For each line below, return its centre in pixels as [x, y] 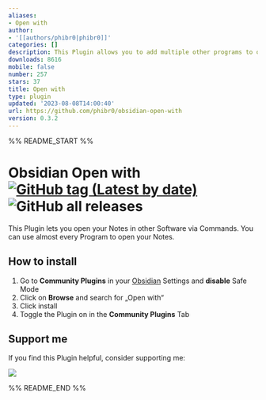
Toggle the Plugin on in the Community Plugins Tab [104, 314]
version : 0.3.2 [33, 119]
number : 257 [28, 74]
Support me [38, 340]
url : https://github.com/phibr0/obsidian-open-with [95, 111]
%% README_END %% [47, 388]
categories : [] [33, 45]
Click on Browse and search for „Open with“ [92, 297]
